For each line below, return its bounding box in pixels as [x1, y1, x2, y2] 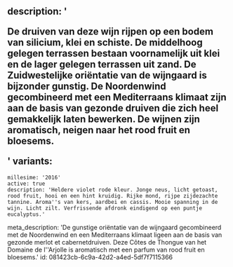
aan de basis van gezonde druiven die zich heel [7, 102, 219, 114]
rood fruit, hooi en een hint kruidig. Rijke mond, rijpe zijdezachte [7, 192, 218, 199]
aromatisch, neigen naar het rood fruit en [7, 124, 191, 136]
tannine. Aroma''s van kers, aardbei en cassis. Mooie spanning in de [7, 198, 218, 205]
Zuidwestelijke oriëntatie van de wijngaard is [7, 69, 207, 81]
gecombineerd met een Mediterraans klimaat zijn [7, 91, 227, 104]
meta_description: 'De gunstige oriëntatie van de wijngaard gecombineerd [7, 223, 222, 231]
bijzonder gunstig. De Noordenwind [7, 81, 166, 93]
